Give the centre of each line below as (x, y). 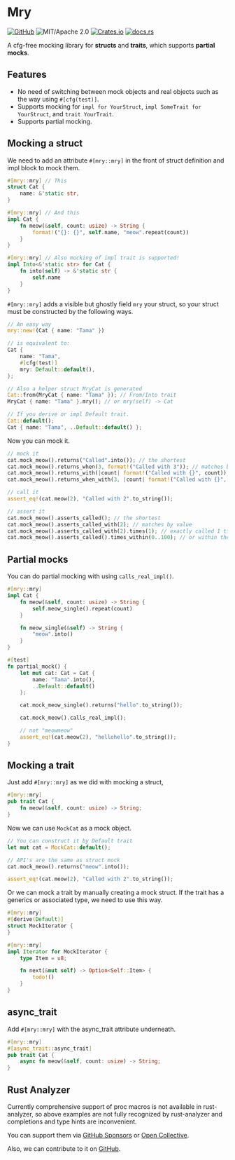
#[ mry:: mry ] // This (37, 180)
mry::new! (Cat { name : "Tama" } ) (56, 331)
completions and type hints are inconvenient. (72, 1121)
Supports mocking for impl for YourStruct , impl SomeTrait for (109, 107)
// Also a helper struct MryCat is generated (74, 389)
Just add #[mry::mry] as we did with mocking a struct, (85, 782)
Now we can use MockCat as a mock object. (69, 828)
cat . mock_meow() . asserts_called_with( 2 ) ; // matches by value (100, 524)
